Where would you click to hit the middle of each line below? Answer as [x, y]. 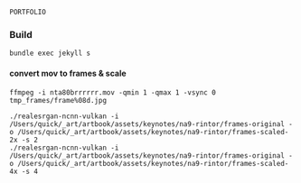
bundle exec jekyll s [50, 53]
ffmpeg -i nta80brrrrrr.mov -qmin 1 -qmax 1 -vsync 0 [113, 92]
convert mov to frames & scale [68, 73]
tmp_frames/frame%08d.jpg [58, 100]
